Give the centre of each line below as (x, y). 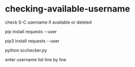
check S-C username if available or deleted (49, 22)
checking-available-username (67, 9)
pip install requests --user (31, 31)
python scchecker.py (26, 50)
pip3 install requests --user (32, 41)
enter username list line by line (36, 59)
